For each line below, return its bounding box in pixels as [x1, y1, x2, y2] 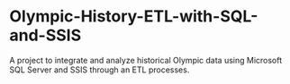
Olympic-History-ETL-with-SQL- [9, 6, 258, 27]
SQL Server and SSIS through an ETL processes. [9, 64, 190, 75]
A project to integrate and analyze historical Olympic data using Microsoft [9, 55, 283, 65]
